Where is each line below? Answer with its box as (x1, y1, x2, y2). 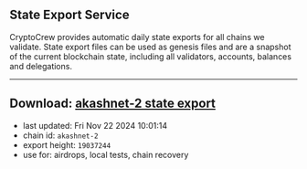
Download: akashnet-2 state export (9, 96, 217, 111)
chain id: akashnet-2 (22, 130, 99, 141)
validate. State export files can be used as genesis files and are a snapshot (9, 41, 291, 52)
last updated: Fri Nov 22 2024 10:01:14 (22, 120, 167, 131)
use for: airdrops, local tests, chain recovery (22, 149, 189, 160)
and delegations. (9, 60, 73, 71)
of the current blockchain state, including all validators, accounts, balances (9, 50, 292, 62)
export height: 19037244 (22, 139, 111, 150)
